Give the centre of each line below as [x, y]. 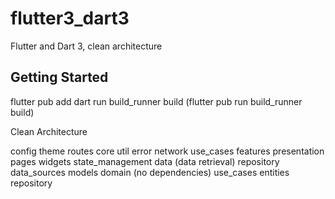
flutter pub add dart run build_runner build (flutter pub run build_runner [156, 101]
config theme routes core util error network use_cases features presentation [167, 151]
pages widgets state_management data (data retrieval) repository [145, 161]
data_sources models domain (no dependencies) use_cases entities [150, 172]
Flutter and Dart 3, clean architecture [86, 46]
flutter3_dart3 [70, 18]
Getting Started [59, 77]
